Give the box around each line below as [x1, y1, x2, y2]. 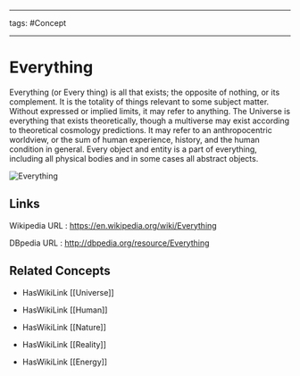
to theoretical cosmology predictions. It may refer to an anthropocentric [9, 124, 272, 135]
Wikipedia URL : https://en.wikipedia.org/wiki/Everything [9, 220, 217, 230]
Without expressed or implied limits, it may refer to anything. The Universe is [9, 105, 291, 116]
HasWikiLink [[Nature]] [21, 322, 107, 332]
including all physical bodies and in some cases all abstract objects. [9, 153, 259, 163]
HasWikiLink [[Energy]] [21, 356, 108, 367]
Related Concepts [9, 263, 112, 279]
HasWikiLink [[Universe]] [21, 287, 114, 297]
